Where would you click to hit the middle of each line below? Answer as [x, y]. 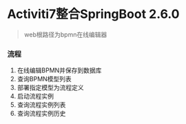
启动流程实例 [35, 96]
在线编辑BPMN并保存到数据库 [59, 70]
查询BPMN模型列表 [44, 79]
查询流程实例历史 [41, 114]
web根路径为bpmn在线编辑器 [65, 34]
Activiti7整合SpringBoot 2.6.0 [93, 14]
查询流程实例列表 [41, 105]
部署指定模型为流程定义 [50, 87]
